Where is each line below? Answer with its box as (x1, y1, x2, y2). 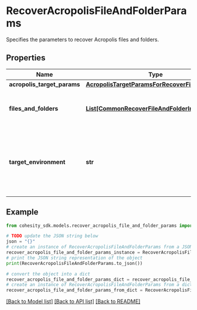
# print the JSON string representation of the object (6, 255, 143, 261)
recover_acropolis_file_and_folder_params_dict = (6, 277, 130, 282)
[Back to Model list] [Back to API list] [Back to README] (6, 298, 141, 305)
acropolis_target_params (9, 80, 80, 88)
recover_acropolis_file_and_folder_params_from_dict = (6, 287, 143, 294)
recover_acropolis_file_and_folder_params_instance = (6, 250, 141, 256)
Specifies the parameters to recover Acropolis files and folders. (6, 36, 159, 43)
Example (6, 207, 39, 217)
